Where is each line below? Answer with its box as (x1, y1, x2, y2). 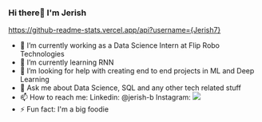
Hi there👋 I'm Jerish (8, 7, 86, 18)
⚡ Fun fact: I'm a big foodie (19, 104, 109, 114)
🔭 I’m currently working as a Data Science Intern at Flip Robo (19, 41, 220, 50)
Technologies (19, 49, 65, 59)
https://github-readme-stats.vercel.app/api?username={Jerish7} (8, 26, 221, 35)
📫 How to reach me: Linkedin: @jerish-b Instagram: (19, 92, 192, 102)
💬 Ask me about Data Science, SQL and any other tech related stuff (19, 83, 241, 92)
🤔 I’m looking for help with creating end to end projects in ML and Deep (19, 66, 255, 76)
